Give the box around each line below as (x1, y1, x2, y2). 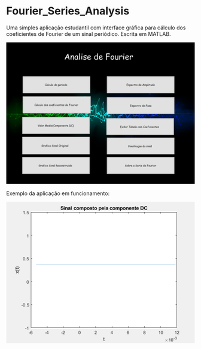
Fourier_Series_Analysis (6, 4, 130, 18)
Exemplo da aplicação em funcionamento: (6, 190, 109, 197)
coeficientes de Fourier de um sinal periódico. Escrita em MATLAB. (6, 30, 172, 37)
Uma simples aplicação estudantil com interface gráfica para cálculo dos (6, 24, 186, 31)
